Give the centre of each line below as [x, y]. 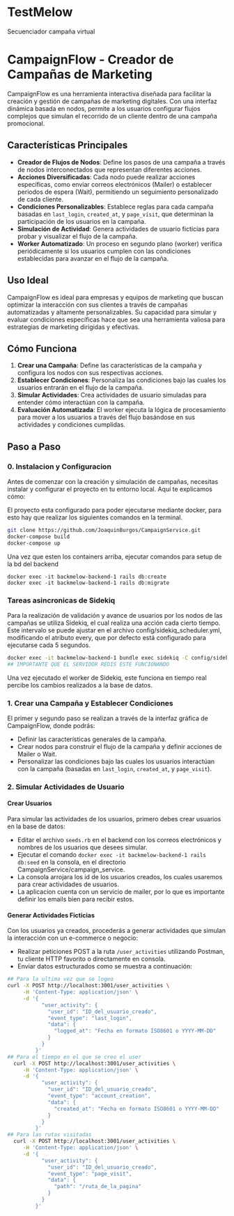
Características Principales [68, 145]
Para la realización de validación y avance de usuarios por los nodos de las [115, 615]
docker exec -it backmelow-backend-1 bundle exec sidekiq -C [98, 658]
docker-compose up [34, 543]
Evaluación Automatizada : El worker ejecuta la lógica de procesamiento [122, 410]
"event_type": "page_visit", [90, 1173]
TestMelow [40, 12]
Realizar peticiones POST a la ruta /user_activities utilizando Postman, [121, 952]
